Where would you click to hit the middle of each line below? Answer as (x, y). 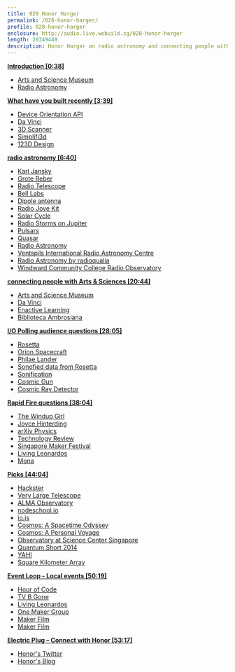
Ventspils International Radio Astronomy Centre (85, 253)
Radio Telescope (42, 186)
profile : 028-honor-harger (47, 27)
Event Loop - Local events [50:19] (57, 576)
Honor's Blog (36, 661)
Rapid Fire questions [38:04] (50, 402)
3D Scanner (35, 129)
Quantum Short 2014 (47, 547)
